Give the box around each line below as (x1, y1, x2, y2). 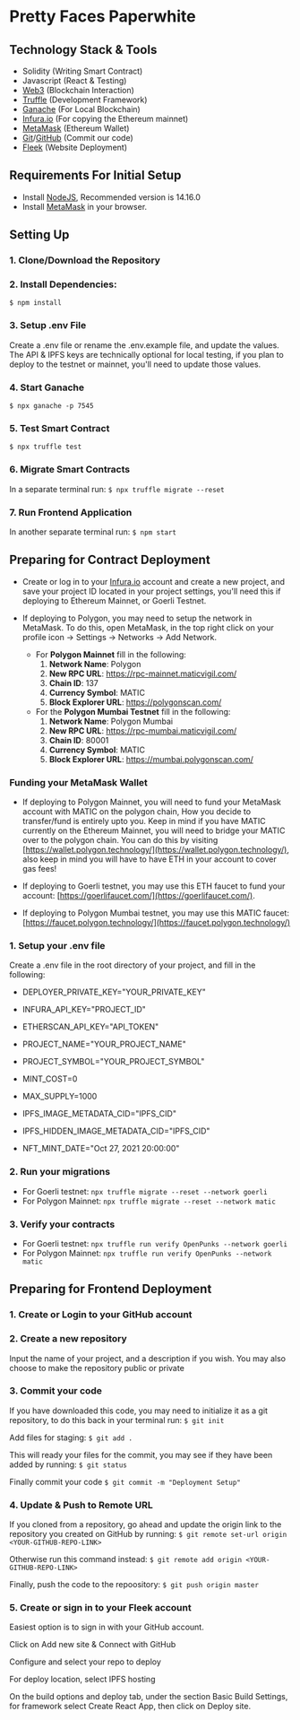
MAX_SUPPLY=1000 (21, 1091, 98, 1102)
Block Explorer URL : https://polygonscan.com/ (48, 697, 222, 708)
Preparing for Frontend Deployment (9, 1281, 212, 1297)
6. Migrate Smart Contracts (9, 464, 131, 476)
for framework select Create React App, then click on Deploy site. (9, 1701, 252, 1712)
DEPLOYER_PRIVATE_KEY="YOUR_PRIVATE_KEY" (21, 986, 206, 997)
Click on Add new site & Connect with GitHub (9, 1639, 176, 1650)
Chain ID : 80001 (48, 734, 109, 745)
